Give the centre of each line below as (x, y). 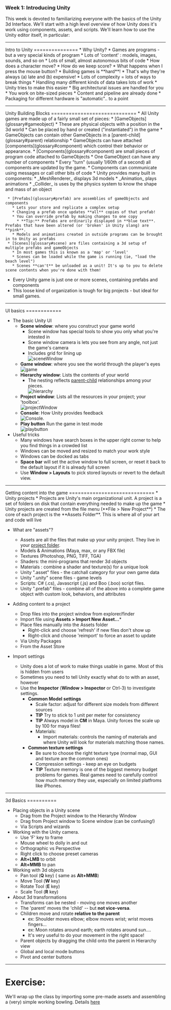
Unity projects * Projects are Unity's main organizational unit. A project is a (83, 498)
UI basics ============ (33, 311)
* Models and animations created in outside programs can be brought (87, 235)
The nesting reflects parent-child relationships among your (90, 380)
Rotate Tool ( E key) (40, 886)
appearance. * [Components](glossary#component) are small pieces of (80, 151)
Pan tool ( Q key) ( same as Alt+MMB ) (60, 876)
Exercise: (25, 982)
